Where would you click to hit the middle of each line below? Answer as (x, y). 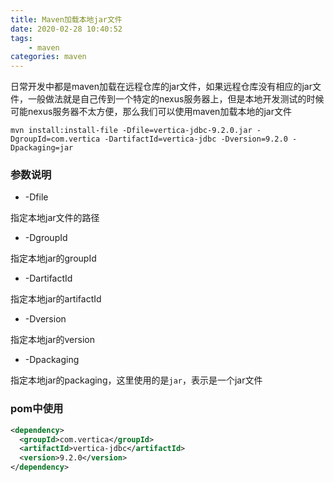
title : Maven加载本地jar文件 (66, 19)
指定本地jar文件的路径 (55, 218)
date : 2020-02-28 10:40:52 (66, 29)
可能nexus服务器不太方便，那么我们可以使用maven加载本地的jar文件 (151, 112)
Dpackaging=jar (42, 148)
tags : (21, 38)
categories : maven (48, 57)
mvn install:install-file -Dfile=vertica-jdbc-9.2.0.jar (131, 131)
